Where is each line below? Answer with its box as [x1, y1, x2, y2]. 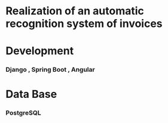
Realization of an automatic [5, 4, 145, 18]
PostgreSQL [5, 109, 41, 117]
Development [5, 44, 74, 58]
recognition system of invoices [5, 17, 163, 30]
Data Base [5, 88, 57, 101]
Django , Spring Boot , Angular [5, 66, 95, 74]
